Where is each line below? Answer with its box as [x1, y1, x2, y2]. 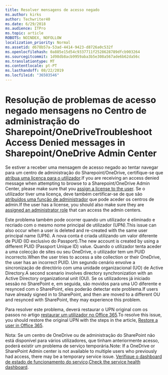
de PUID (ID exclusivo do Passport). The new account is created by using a [5, 238, 159, 244]
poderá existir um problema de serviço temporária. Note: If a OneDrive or [5, 342, 155, 349]
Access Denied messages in [5, 137, 125, 149]
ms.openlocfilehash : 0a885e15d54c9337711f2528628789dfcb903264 [5, 49, 140, 54]
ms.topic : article [5, 31, 44, 36]
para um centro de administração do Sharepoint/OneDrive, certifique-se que [5, 169, 163, 176]
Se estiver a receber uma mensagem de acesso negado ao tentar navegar [5, 164, 158, 170]
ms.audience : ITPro [5, 26, 46, 31]
